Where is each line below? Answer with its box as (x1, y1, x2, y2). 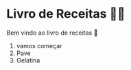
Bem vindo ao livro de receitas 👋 (6, 29, 98, 37)
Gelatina (16, 56, 40, 64)
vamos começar (16, 41, 62, 50)
